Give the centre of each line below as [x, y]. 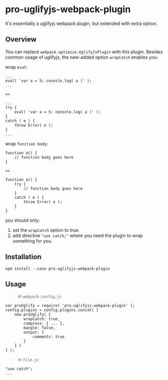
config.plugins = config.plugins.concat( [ [52, 310]
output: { [34, 332]
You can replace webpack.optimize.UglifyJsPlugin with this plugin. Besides [84, 51]
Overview [21, 39]
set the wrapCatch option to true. [46, 230]
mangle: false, [40, 328]
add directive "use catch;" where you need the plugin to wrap [78, 236]
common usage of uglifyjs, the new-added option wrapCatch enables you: [82, 57]
